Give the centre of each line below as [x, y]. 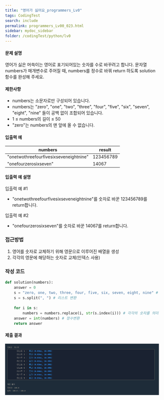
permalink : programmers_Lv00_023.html [44, 26]
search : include [21, 21]
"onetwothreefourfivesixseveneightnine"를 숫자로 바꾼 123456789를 [80, 199]
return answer [28, 323]
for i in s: [26, 308]
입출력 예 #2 [17, 215]
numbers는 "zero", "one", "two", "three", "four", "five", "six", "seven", [81, 107]
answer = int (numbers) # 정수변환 [47, 318]
